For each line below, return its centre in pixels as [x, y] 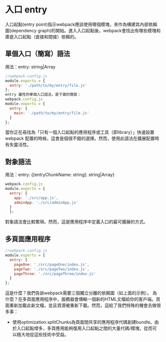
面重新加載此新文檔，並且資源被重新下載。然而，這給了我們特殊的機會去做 [81, 305]
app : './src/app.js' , [36, 198]
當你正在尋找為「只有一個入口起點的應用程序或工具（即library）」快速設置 [80, 132]
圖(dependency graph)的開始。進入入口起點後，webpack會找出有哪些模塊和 [83, 30]
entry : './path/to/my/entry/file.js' [48, 85]
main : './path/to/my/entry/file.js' [52, 113]
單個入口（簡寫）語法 [38, 54]
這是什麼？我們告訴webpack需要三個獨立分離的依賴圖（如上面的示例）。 [78, 293]
